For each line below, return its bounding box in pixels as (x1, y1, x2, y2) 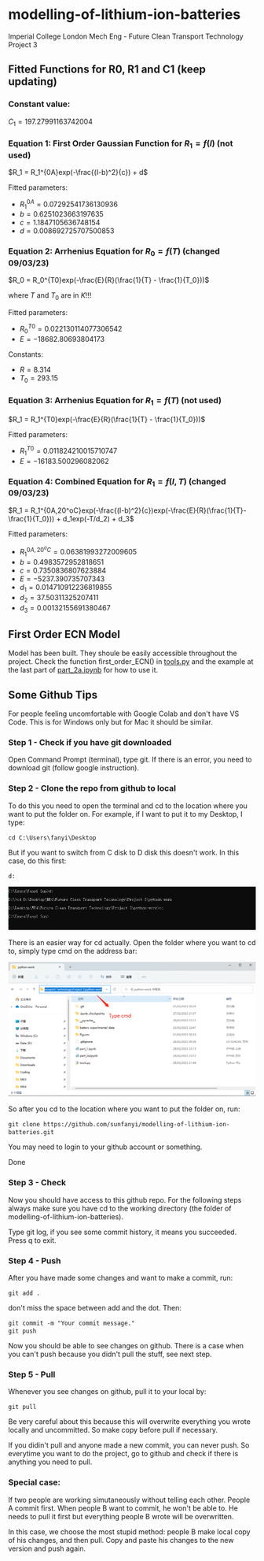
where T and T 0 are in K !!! (8, 291, 92, 302)
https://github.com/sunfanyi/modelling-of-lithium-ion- (42, 1121, 230, 1129)
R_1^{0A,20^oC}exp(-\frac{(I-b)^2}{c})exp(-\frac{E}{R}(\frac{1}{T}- (30, 506, 247, 515)
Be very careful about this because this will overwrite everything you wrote (8, 1417, 251, 1426)
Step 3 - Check (8, 1177, 67, 1188)
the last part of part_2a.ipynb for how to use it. (8, 666, 159, 675)
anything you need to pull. (8, 1457, 93, 1466)
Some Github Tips (8, 688, 98, 702)
